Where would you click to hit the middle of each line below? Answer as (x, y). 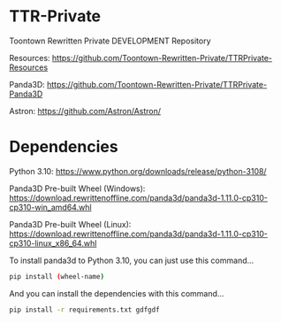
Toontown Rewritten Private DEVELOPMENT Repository (110, 41)
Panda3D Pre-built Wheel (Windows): (77, 188)
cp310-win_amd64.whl (50, 207)
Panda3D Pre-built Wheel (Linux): (70, 224)
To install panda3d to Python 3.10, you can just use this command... (132, 260)
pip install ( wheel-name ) (57, 276)
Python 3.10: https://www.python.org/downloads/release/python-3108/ (138, 171)
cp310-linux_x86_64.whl (53, 243)
